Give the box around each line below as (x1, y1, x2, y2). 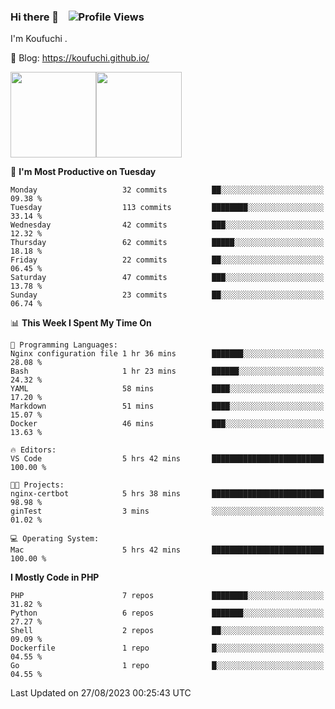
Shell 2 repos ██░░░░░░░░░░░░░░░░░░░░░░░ (10, 626, 325, 636)
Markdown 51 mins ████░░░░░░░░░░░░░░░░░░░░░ (10, 401, 325, 412)
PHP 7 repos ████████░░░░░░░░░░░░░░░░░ (10, 591, 325, 601)
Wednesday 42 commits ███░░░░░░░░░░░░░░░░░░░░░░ (10, 220, 325, 230)
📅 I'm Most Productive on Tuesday (10, 166, 157, 178)
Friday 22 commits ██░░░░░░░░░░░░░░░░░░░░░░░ (10, 255, 325, 265)
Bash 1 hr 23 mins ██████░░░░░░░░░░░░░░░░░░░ (10, 366, 325, 377)
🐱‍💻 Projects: (10, 480, 65, 490)
